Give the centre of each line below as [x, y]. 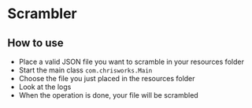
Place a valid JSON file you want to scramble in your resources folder [132, 61]
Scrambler [42, 14]
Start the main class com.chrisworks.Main [85, 70]
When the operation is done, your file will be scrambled [108, 95]
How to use [35, 43]
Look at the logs [45, 87]
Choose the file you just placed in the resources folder [107, 78]
